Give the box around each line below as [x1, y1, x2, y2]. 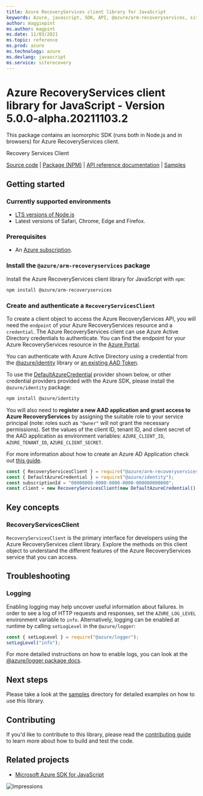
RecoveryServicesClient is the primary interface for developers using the [6, 534, 188, 541]
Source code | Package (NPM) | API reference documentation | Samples [6, 161, 186, 169]
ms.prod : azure [6, 43, 45, 49]
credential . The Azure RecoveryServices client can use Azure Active [6, 328, 179, 335]
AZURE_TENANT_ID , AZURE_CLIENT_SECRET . [6, 438, 103, 446]
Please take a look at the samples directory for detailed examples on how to [6, 691, 195, 698]
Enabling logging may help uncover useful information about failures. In [6, 603, 184, 610]
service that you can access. [6, 553, 78, 561]
